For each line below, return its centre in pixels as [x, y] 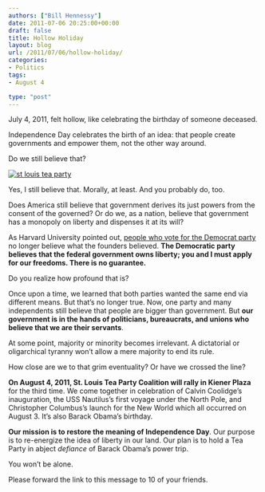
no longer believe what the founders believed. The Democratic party [122, 246]
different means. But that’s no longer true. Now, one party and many [120, 302]
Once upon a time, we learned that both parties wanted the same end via [128, 294]
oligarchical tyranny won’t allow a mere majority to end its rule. [111, 352]
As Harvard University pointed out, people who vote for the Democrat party [132, 238]
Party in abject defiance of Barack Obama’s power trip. [99, 449]
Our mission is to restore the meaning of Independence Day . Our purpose [132, 432]
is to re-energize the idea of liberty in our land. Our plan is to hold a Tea [126, 440]
